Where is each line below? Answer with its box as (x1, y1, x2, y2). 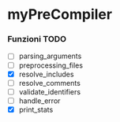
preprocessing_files (18, 61, 84, 70)
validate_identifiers (18, 87, 81, 96)
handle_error (18, 96, 61, 105)
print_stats (18, 105, 54, 114)
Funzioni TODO (7, 34, 67, 45)
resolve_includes (18, 69, 74, 79)
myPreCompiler (7, 6, 112, 24)
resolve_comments (18, 78, 81, 87)
